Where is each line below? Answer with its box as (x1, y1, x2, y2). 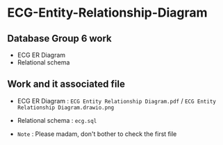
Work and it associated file (7, 78, 125, 90)
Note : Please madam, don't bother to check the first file (17, 130, 177, 138)
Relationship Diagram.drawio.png (17, 104, 115, 111)
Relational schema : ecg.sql (17, 116, 97, 124)
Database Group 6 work (7, 33, 113, 44)
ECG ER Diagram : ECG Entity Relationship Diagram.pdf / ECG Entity (17, 96, 217, 105)
